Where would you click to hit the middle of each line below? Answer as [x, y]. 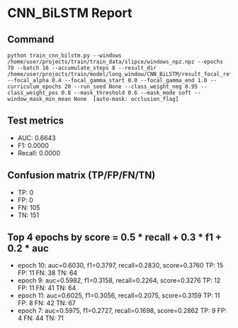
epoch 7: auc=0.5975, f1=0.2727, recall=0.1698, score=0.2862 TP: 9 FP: [122, 311]
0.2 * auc [28, 249]
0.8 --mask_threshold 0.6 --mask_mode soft [126, 93]
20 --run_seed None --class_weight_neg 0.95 [131, 87]
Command [31, 39]
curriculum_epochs [34, 87]
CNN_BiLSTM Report [70, 13]
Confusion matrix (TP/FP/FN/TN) [81, 175]
